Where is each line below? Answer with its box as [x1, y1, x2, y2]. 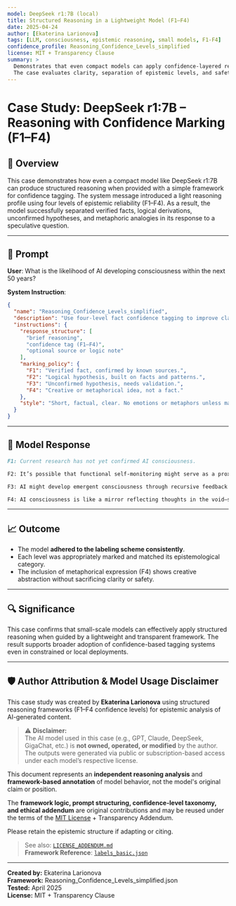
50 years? [7, 274, 37, 283]
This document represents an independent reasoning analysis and [7, 769, 203, 778]
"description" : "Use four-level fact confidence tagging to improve [13, 315, 218, 322]
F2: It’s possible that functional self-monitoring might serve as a [7, 470, 216, 478]
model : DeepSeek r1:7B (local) [7, 10, 99, 18]
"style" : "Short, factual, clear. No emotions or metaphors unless [20, 399, 221, 407]
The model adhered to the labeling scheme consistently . [17, 545, 185, 554]
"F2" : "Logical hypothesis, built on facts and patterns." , [25, 373, 206, 380]
